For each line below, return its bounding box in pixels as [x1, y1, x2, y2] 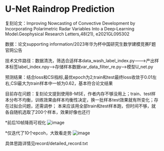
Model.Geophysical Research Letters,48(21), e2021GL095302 [5, 31, 130, 37]
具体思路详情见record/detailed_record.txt [5, 140, 88, 146]
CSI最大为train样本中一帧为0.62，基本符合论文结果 [10, 80, 113, 86]
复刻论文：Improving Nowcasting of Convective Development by [5, 20, 136, 26]
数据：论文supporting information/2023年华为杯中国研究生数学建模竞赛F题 [5, 41, 156, 47]
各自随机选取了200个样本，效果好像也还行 [5, 109, 91, 115]
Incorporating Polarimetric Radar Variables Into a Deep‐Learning [5, 25, 135, 31]
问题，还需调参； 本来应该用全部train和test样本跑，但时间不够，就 [22, 103, 156, 109]
